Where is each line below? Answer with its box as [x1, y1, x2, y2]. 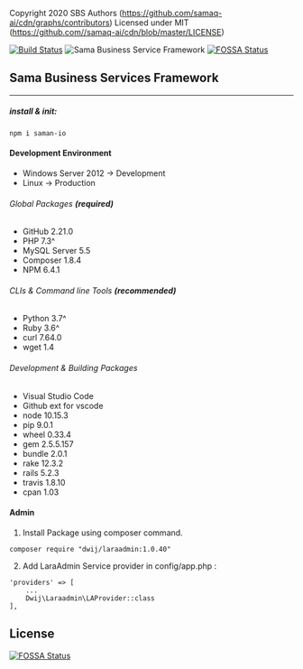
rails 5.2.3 [22, 467, 60, 478]
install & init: [9, 106, 58, 116]
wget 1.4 [22, 342, 55, 353]
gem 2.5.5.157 [22, 438, 74, 450]
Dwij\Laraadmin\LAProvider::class [25, 593, 155, 603]
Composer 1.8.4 [22, 255, 82, 265]
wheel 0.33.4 [22, 429, 72, 440]
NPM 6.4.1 [22, 265, 60, 275]
